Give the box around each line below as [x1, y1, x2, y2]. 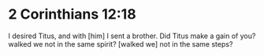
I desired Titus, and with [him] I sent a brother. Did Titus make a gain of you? [8, 31, 256, 40]
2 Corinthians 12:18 [8, 5, 136, 23]
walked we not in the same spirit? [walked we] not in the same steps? [8, 39, 233, 48]
